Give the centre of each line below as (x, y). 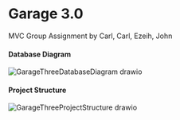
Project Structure (37, 90)
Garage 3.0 (46, 14)
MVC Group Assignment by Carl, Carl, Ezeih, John (90, 36)
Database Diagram (40, 54)
